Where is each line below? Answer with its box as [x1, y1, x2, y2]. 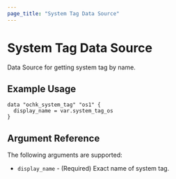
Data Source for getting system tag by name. [7, 63, 136, 71]
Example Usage [7, 83, 77, 94]
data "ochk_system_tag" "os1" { [7, 101, 101, 108]
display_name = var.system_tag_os [13, 108, 113, 114]
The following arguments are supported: [7, 151, 123, 160]
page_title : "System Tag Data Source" [7, 10, 120, 17]
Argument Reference [7, 133, 100, 144]
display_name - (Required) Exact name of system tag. [17, 164, 170, 173]
